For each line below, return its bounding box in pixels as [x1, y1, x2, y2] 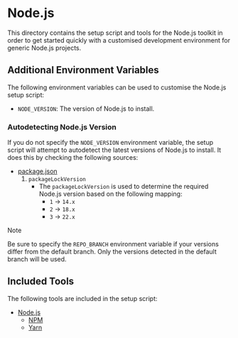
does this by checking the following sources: [7, 153, 139, 162]
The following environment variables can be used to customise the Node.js [7, 83, 227, 92]
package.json [17, 167, 58, 175]
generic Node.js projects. [7, 43, 82, 52]
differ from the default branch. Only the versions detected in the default [7, 247, 217, 256]
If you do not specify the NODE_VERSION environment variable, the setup [7, 138, 214, 147]
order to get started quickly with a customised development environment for [7, 36, 231, 44]
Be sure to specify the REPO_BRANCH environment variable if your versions [7, 240, 219, 249]
